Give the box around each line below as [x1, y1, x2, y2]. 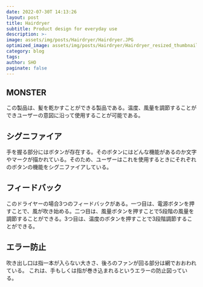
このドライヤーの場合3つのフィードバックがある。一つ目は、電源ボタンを [6, 200, 189, 207]
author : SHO [6, 59, 36, 65]
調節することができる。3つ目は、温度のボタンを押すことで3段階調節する [6, 215, 187, 222]
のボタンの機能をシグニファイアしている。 [6, 164, 112, 170]
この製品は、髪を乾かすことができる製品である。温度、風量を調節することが [6, 104, 197, 112]
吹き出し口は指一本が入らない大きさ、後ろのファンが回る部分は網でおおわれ [6, 259, 197, 266]
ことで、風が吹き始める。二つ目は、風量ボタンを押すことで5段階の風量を [11, 207, 195, 214]
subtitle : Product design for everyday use [6, 25, 118, 32]
